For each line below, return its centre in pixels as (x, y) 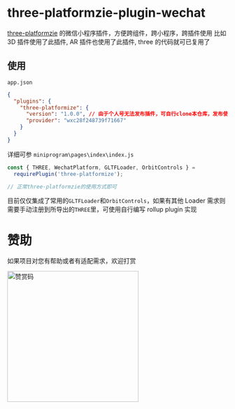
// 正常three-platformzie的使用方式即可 (62, 186)
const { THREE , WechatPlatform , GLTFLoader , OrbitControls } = (101, 168)
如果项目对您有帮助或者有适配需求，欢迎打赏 (72, 261)
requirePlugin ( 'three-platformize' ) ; (69, 174)
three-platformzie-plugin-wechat (107, 13)
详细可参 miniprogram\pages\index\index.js (71, 154)
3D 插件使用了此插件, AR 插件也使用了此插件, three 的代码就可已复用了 (109, 42)
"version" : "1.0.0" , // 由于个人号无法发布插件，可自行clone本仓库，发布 (124, 114)
